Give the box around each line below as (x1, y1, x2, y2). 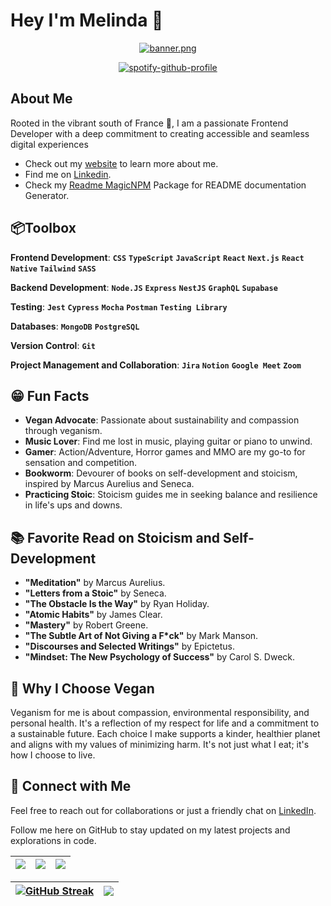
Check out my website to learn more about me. (24, 157, 219, 169)
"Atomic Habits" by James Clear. (24, 609, 163, 621)
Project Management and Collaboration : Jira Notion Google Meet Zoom (10, 359, 302, 371)
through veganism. (24, 425, 103, 437)
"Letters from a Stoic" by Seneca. (24, 587, 167, 599)
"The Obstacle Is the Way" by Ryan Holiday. (24, 598, 210, 610)
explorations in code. (10, 834, 97, 846)
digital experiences (10, 138, 89, 150)
